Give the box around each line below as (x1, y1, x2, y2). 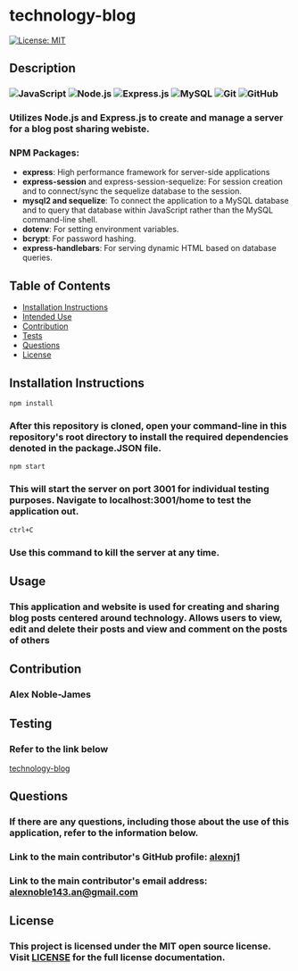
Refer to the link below (9, 742, 109, 755)
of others (9, 633, 51, 646)
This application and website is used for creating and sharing (9, 600, 280, 613)
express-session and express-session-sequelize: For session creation (21, 176, 284, 188)
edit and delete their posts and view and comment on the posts (9, 623, 288, 635)
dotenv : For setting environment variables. (21, 224, 179, 235)
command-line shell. (21, 214, 98, 225)
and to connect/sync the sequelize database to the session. (21, 186, 243, 197)
